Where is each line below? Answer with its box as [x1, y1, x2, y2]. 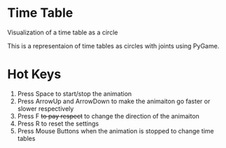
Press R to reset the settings [17, 119, 99, 128]
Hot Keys [7, 67, 62, 82]
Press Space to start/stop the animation [17, 89, 132, 97]
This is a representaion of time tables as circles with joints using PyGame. [7, 41, 220, 50]
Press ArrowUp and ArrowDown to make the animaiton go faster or [17, 97, 211, 105]
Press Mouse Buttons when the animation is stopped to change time [17, 126, 215, 135]
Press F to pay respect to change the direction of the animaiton [17, 112, 199, 120]
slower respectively [17, 104, 74, 113]
